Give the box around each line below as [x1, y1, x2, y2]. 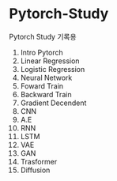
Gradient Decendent [20, 98, 87, 107]
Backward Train [20, 89, 72, 99]
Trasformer [20, 156, 58, 166]
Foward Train [20, 81, 64, 91]
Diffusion [20, 165, 51, 175]
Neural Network [20, 73, 73, 82]
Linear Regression [20, 56, 80, 66]
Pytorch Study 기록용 [9, 32, 77, 41]
